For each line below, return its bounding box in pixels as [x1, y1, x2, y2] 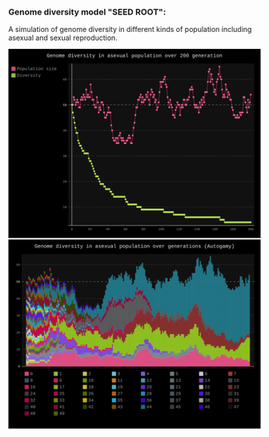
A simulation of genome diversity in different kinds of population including [8, 25, 252, 34]
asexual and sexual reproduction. [8, 33, 118, 42]
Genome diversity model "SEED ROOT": [8, 6, 167, 18]
